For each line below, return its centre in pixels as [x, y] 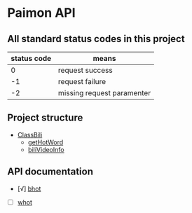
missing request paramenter [105, 93]
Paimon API [41, 13]
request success [86, 70]
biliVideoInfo [46, 149]
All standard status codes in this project [96, 39]
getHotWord [46, 142]
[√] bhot [29, 188]
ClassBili [30, 135]
